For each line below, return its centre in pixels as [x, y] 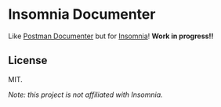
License [28, 61]
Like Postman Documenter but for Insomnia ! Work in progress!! [111, 36]
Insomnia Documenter [82, 14]
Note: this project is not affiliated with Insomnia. [85, 95]
